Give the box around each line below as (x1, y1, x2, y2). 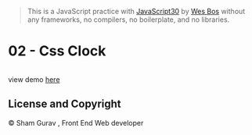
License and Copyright (8, 98, 121, 111)
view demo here (8, 74, 60, 84)
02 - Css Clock (8, 42, 106, 60)
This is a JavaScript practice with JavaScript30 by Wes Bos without (27, 7, 246, 16)
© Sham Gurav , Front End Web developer (8, 118, 144, 127)
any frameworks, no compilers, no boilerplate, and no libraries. (27, 15, 230, 24)
